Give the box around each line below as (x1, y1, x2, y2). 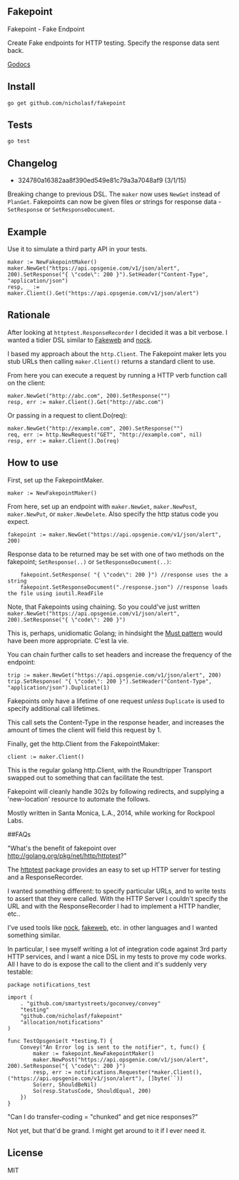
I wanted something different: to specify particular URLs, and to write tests (7, 887, 226, 895)
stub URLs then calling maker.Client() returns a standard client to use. (7, 357, 215, 365)
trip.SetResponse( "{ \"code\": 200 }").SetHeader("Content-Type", (7, 677, 213, 685)
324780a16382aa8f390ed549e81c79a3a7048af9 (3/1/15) (17, 176, 187, 185)
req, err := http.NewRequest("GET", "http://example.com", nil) (7, 431, 203, 438)
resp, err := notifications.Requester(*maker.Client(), (33, 1069, 203, 1076)
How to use (7, 457, 59, 469)
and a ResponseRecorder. (7, 872, 83, 881)
